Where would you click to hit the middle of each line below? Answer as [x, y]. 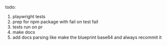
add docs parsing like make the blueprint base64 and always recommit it [87, 37]
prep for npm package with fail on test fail [55, 22]
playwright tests [29, 16]
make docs [24, 32]
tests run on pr [27, 27]
